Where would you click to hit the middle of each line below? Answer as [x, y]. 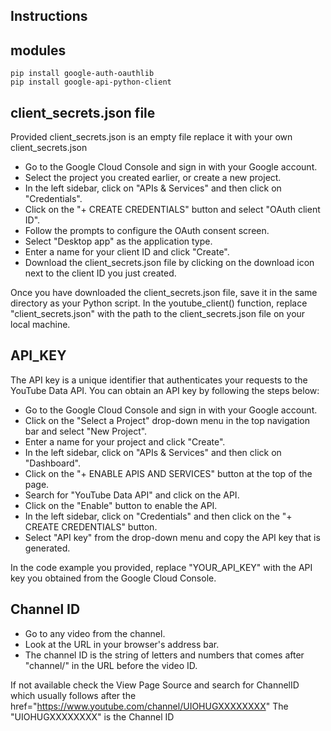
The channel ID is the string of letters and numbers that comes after [164, 655]
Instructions [49, 16]
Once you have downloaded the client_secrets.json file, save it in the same [164, 293]
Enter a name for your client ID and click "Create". [127, 252]
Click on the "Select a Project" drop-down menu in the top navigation [167, 420]
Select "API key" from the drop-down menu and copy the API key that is [172, 537]
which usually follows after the [73, 695]
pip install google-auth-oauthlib [82, 74]
